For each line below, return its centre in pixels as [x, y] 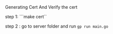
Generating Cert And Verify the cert [41, 7]
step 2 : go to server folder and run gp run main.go [57, 26]
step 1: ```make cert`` [26, 17]
